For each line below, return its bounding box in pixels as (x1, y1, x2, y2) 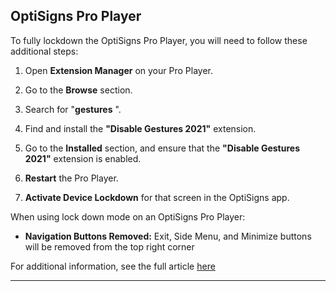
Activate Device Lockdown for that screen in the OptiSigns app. (24, 191, 290, 203)
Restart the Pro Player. (24, 172, 119, 184)
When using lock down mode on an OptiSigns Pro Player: (10, 210, 246, 223)
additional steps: (10, 45, 79, 57)
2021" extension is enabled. (24, 152, 142, 164)
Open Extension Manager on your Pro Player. (24, 64, 213, 76)
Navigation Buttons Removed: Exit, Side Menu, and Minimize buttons (24, 230, 312, 242)
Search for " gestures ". (24, 103, 122, 115)
